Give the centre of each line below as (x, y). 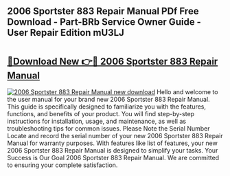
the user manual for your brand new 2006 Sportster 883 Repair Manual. (109, 99)
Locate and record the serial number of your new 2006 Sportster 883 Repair (115, 136)
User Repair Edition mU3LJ (66, 33)
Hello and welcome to (187, 92)
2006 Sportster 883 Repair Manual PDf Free (103, 11)
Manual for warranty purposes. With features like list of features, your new (112, 143)
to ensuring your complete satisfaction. (62, 165)
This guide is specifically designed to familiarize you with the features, (106, 107)
